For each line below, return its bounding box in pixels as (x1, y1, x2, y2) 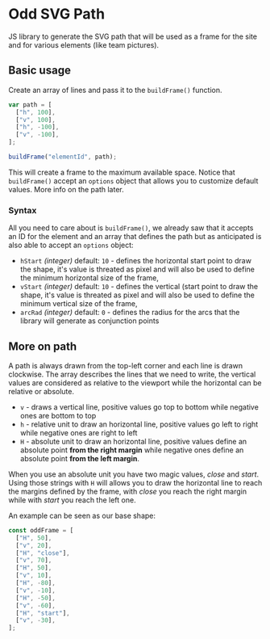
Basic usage (8, 64, 71, 78)
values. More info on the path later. (8, 184, 125, 194)
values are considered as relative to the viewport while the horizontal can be (8, 377, 262, 388)
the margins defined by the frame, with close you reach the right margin (8, 486, 247, 496)
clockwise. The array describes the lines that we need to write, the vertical (8, 369, 256, 379)
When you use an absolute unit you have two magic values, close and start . (8, 469, 260, 479)
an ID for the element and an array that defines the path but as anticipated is (8, 232, 262, 242)
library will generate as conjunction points (19, 316, 160, 326)
